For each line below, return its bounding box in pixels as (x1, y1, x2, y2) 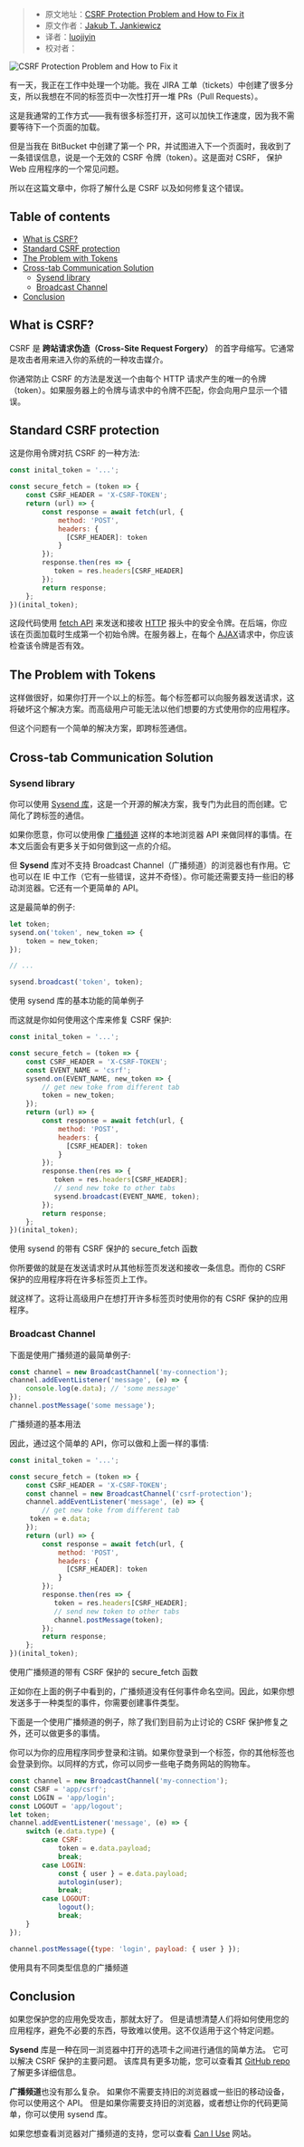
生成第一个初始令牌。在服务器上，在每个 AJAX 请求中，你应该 (64, 629, 294, 640)
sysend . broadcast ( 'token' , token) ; (9, 977, 144, 987)
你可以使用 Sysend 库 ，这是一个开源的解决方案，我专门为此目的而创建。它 (9, 798, 288, 809)
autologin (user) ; (57, 1877, 124, 1887)
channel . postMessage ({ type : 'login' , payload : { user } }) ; (9, 1944, 242, 1953)
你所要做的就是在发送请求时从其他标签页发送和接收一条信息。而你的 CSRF (9, 1263, 287, 1274)
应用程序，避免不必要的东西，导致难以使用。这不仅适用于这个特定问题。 (9, 2025, 279, 2036)
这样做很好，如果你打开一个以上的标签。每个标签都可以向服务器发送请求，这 (9, 692, 295, 703)
